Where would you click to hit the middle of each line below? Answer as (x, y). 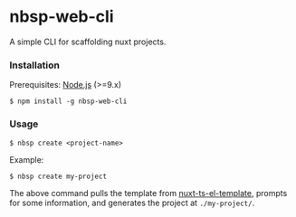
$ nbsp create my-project (58, 176)
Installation (35, 65)
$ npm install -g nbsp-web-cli (68, 101)
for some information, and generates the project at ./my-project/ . (132, 203)
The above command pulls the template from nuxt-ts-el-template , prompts (148, 193)
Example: (27, 159)
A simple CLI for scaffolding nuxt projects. (88, 42)
